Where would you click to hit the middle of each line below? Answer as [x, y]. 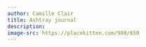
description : [26, 26]
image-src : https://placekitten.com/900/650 [73, 33]
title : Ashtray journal [42, 20]
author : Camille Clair [40, 13]
